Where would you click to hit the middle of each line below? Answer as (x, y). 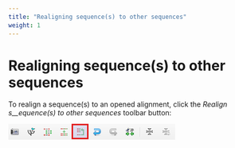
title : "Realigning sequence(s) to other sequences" (98, 17)
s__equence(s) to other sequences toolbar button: (90, 113)
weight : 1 (25, 25)
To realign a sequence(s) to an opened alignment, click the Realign (118, 104)
